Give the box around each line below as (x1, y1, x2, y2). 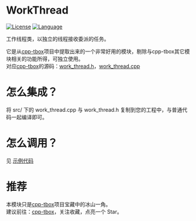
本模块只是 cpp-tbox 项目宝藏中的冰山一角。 (6, 200, 111, 207)
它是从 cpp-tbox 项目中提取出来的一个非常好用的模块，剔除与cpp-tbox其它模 (6, 48, 190, 55)
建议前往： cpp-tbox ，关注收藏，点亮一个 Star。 (6, 208, 122, 215)
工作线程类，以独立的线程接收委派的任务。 (6, 35, 109, 42)
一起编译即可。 (11, 113, 48, 121)
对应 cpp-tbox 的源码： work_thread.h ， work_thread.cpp (6, 63, 140, 70)
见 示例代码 (6, 157, 34, 164)
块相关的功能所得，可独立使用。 (6, 55, 84, 62)
